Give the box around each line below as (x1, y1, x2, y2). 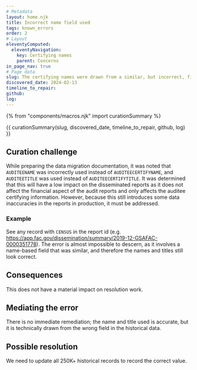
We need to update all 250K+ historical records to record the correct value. (6, 357, 187, 365)
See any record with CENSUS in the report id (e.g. (6, 228, 121, 235)
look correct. (6, 253, 37, 260)
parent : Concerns (16, 58, 59, 64)
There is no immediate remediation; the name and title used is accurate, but (6, 318, 189, 325)
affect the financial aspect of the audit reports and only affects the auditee (6, 188, 186, 195)
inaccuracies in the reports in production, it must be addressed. (6, 200, 159, 207)
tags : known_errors (6, 25, 54, 31)
